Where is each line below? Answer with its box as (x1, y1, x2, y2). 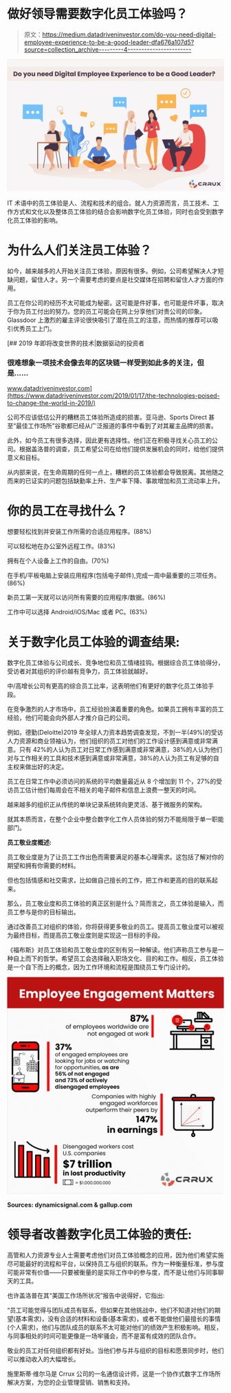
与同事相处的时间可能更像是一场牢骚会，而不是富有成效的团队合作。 (7, 1332, 200, 1340)
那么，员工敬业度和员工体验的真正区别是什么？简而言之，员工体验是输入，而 (7, 899, 224, 908)
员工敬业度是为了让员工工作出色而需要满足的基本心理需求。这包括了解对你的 (7, 853, 224, 861)
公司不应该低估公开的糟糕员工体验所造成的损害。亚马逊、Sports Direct (7, 413, 208, 422)
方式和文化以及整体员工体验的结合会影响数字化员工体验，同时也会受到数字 (12, 208, 224, 216)
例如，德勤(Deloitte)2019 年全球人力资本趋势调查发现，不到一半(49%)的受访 (7, 728, 223, 737)
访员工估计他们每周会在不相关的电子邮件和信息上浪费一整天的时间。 (7, 786, 200, 795)
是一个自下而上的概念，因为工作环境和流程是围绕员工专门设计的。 (7, 963, 194, 971)
